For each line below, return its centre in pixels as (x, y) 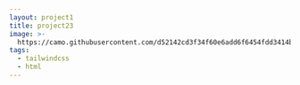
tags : (19, 50)
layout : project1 (42, 17)
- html (29, 67)
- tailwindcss (43, 58)
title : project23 (42, 26)
